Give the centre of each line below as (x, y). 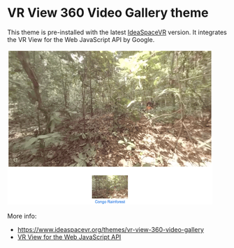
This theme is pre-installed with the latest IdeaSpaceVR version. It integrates (117, 32)
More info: (22, 216)
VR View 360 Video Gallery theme (108, 13)
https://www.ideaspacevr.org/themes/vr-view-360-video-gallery (111, 229)
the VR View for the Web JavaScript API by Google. (81, 39)
